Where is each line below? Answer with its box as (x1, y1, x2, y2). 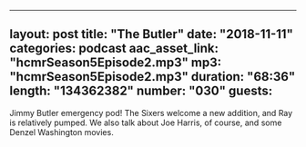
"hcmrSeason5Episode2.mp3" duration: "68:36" (9, 69, 296, 84)
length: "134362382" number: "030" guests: (9, 83, 273, 99)
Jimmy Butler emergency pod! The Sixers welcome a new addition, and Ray (9, 107, 293, 118)
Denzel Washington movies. (9, 126, 114, 137)
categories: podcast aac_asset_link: (9, 41, 219, 56)
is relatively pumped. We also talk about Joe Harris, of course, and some (9, 117, 282, 128)
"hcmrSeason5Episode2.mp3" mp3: (9, 55, 221, 71)
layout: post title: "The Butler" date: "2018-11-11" (9, 26, 294, 42)
